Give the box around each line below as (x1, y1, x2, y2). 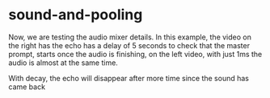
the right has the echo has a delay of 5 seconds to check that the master (8, 40, 251, 50)
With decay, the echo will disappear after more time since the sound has (8, 73, 249, 83)
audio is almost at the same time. (8, 58, 119, 67)
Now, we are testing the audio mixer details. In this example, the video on (8, 32, 252, 42)
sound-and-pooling (8, 6, 143, 24)
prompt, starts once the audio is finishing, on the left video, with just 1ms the (8, 49, 263, 59)
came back (8, 82, 46, 92)
